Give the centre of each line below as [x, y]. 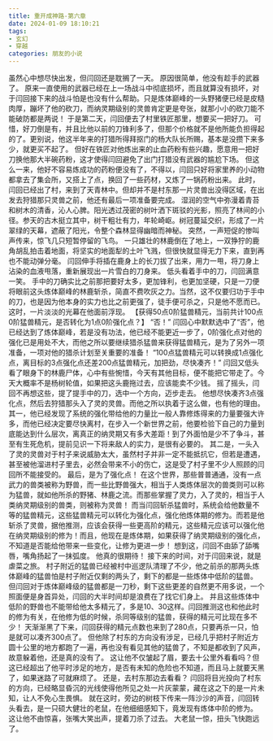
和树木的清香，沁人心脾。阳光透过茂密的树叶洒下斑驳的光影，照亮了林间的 [133, 210]
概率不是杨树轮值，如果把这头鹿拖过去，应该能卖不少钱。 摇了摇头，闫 [141, 383]
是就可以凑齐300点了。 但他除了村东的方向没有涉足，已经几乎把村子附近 [130, 637]
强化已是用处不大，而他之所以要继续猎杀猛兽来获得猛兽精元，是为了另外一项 [136, 342]
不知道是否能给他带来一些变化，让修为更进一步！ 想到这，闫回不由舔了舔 [130, 545]
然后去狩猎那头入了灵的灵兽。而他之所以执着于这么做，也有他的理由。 [147, 403]
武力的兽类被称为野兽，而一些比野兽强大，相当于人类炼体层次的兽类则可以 [133, 484]
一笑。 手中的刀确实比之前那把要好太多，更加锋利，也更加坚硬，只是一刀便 [134, 281]
